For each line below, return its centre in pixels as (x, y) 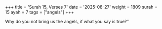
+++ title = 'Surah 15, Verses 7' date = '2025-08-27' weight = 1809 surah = (81, 7)
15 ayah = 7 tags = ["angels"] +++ (40, 12)
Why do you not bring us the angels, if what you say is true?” (67, 22)
